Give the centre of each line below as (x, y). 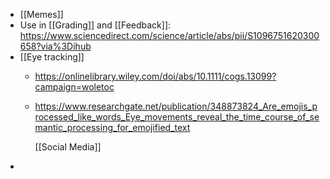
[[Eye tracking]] (52, 57)
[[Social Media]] (68, 147)
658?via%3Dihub (55, 46)
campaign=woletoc (74, 87)
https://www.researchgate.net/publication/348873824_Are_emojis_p (176, 106)
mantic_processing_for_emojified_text (112, 127)
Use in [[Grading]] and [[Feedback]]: (95, 25)
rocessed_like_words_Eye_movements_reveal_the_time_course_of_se (177, 117)
